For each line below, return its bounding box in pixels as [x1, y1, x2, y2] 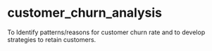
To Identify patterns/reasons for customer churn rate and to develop [7, 28, 206, 36]
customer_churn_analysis [7, 5, 163, 21]
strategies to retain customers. [7, 35, 96, 43]
